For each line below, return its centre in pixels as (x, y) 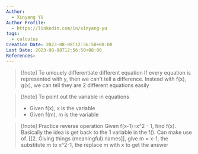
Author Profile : (26, 23)
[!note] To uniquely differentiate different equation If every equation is (106, 72)
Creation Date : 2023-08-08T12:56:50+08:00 (59, 45)
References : (21, 56)
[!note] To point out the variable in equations (75, 97)
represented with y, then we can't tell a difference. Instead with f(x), (103, 79)
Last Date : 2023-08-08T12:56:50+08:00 (54, 50)
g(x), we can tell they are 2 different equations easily (85, 85)
